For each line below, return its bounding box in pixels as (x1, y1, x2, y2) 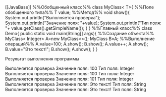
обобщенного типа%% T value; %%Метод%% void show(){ (5, 9, 130, 15)
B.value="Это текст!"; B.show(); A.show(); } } (5, 47, 98, 52)
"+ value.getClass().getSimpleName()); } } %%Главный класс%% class (5, 25, 153, 31)
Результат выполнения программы (5, 56, 79, 61)
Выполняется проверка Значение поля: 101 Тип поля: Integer (5, 76, 134, 82)
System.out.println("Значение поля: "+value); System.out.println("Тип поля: (5, 20, 162, 26)
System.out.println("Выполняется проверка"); (5, 15, 101, 20)
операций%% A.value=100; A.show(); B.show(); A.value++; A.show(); (5, 41, 149, 47)
